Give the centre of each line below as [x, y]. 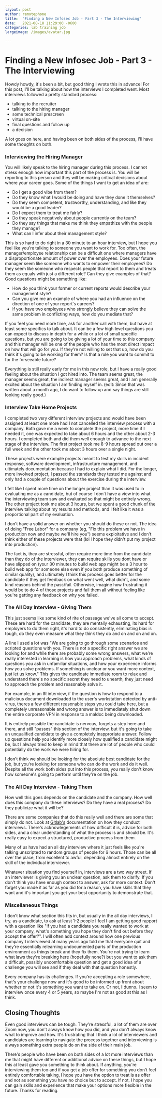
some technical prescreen [38, 114]
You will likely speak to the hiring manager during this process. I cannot [76, 167]
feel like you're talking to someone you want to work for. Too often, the [75, 248]
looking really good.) [25, 395]
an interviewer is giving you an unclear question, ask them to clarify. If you [79, 877]
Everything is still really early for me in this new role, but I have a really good [81, 369]
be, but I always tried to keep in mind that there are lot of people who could [80, 744]
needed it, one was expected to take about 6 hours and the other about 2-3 [80, 433]
